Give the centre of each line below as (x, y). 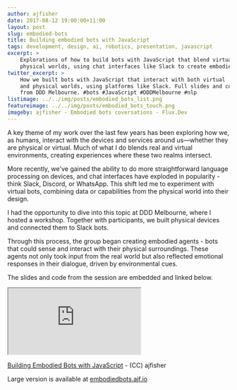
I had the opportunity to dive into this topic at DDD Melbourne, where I (109, 212)
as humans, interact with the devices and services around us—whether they (118, 140)
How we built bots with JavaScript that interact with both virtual (123, 79)
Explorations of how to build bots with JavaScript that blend (115, 60)
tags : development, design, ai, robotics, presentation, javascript (110, 47)
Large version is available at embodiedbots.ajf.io (78, 379)
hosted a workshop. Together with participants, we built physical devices (114, 220)
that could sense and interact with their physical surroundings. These (108, 249)
